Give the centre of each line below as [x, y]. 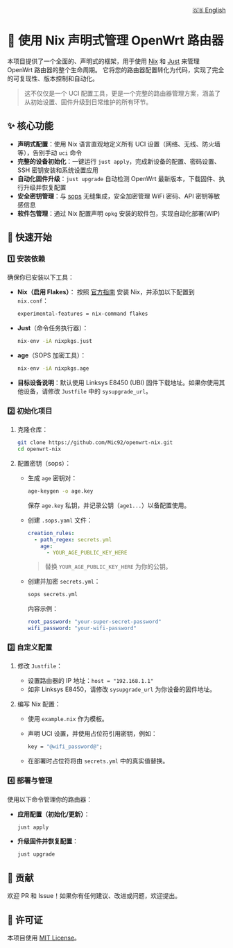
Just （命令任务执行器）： [53, 328]
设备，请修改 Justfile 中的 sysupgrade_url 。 [88, 391]
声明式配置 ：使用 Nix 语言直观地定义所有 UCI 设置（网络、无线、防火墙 [119, 144]
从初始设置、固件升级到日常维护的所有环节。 [88, 102]
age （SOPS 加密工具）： [52, 355]
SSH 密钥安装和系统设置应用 [58, 170]
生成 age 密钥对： [52, 478]
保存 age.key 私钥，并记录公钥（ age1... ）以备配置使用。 [109, 505]
